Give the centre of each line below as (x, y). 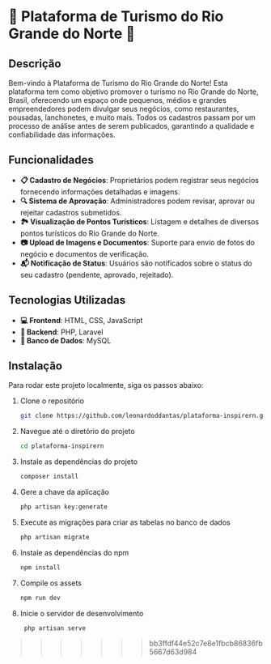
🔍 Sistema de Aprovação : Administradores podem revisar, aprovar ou (137, 201)
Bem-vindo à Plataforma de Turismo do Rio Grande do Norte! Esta (118, 83)
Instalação (36, 366)
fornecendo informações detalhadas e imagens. (100, 192)
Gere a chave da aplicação (64, 492)
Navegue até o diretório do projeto (77, 432)
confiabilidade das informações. (62, 134)
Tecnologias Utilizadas (67, 300)
